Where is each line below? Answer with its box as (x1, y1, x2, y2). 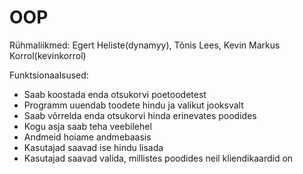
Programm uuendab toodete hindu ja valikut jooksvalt (23, 99, 244, 111)
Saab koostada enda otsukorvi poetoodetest (23, 88, 207, 100)
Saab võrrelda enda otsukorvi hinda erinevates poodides (23, 109, 257, 121)
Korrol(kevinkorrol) (9, 49, 87, 61)
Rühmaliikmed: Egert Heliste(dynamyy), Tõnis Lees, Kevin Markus (9, 39, 281, 51)
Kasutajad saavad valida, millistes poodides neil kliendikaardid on (23, 152, 294, 164)
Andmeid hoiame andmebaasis (23, 131, 152, 143)
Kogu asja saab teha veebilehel (23, 120, 152, 132)
